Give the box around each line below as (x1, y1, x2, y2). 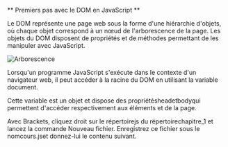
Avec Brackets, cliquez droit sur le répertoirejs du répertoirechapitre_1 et (7, 117, 213, 126)
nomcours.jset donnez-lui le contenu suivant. (7, 132, 137, 140)
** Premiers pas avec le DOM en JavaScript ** (7, 6, 140, 14)
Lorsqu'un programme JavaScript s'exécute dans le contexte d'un (7, 69, 197, 76)
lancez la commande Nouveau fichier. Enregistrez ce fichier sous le (7, 125, 200, 132)
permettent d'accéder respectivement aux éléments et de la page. (7, 104, 197, 112)
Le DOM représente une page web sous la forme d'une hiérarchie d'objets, (7, 19, 222, 27)
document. (7, 83, 38, 91)
